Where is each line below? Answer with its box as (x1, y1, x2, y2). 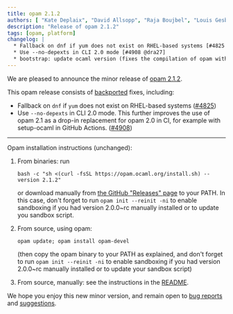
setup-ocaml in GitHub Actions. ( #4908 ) (17, 123, 133, 132)
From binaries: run (17, 157, 70, 165)
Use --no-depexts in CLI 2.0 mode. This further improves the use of (17, 108, 210, 117)
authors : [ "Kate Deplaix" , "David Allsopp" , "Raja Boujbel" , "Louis (7, 17, 213, 24)
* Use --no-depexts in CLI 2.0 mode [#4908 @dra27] (13, 49, 166, 56)
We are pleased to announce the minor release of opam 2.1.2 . (7, 74, 182, 83)
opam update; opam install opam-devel (17, 238, 130, 245)
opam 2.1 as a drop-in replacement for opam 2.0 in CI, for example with (17, 116, 221, 124)
